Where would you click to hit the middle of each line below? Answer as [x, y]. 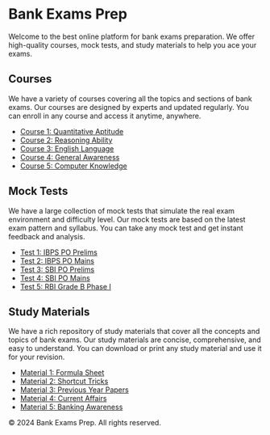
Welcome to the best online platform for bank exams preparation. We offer [132, 36]
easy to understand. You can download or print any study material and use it [135, 348]
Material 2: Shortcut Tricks [64, 382]
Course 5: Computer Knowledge [73, 166]
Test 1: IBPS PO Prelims [59, 252]
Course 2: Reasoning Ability [66, 140]
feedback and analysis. [47, 236]
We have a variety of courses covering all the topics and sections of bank [130, 99]
